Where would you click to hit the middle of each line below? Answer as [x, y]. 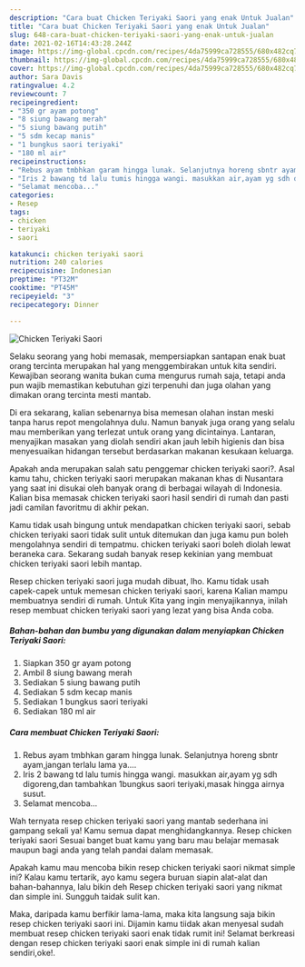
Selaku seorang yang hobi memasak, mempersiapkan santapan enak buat [148, 356]
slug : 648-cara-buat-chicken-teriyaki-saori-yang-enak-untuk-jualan [142, 35]
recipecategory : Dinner [54, 304]
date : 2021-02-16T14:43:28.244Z [70, 43]
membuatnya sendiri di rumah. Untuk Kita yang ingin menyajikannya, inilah [148, 600]
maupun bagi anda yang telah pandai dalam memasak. [111, 850]
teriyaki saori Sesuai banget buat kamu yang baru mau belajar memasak [144, 841]
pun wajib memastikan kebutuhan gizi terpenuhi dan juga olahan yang [140, 385]
